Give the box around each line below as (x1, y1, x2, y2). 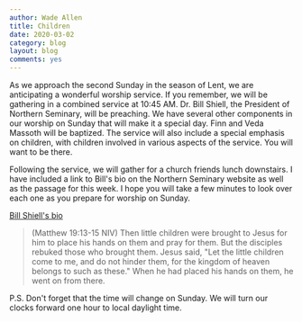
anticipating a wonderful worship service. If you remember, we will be (9, 89, 269, 100)
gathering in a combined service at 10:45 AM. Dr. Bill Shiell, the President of (9, 99, 290, 109)
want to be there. (9, 147, 73, 157)
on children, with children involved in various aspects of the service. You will (9, 137, 293, 148)
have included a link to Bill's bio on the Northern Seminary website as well (9, 174, 284, 184)
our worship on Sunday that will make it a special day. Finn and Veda (9, 118, 264, 129)
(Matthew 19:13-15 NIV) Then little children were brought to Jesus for (31, 228, 288, 238)
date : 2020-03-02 (9, 30, 75, 39)
